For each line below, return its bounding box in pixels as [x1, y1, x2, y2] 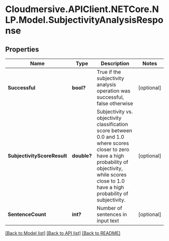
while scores [97, 171, 127, 178]
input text [97, 217, 119, 224]
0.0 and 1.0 [97, 134, 125, 140]
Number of [97, 205, 122, 211]
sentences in [97, 211, 127, 218]
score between [97, 127, 132, 134]
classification [97, 121, 128, 128]
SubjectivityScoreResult [8, 152, 67, 159]
